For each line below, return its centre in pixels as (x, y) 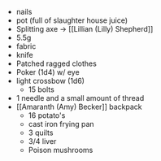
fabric (26, 46)
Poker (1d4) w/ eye (48, 72)
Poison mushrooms (61, 150)
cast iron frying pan (61, 124)
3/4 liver (42, 141)
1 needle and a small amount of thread (80, 98)
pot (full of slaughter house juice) (72, 20)
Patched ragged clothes (57, 63)
